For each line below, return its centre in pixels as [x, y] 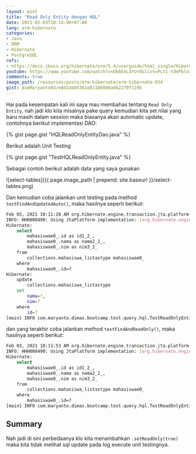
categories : [20, 33]
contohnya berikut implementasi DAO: [52, 123]
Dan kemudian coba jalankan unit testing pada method [71, 197]
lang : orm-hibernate [31, 28]
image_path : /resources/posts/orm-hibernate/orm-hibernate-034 [85, 83]
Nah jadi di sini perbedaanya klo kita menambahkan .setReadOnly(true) [92, 438]
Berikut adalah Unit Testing [38, 146]
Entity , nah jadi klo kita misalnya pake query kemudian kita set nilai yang [94, 110]
